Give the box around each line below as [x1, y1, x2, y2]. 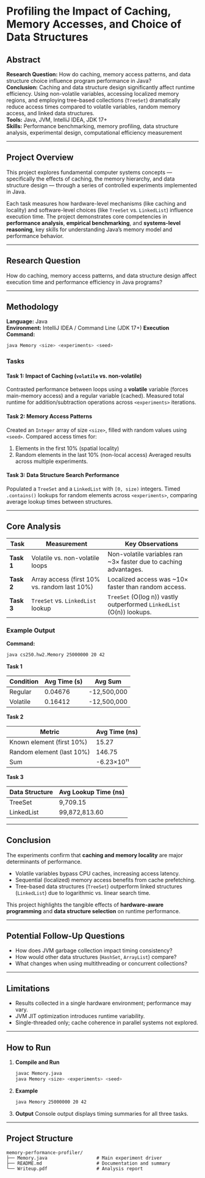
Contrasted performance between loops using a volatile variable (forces [6, 386, 189, 393]
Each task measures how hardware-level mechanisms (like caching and [6, 199, 187, 207]
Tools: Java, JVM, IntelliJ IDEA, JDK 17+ [6, 116, 108, 123]
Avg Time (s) [45, 677, 83, 686]
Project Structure [6, 1133, 73, 1144]
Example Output [6, 626, 56, 634]
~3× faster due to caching [107, 557, 182, 566]
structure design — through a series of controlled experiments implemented [6, 181, 197, 189]
